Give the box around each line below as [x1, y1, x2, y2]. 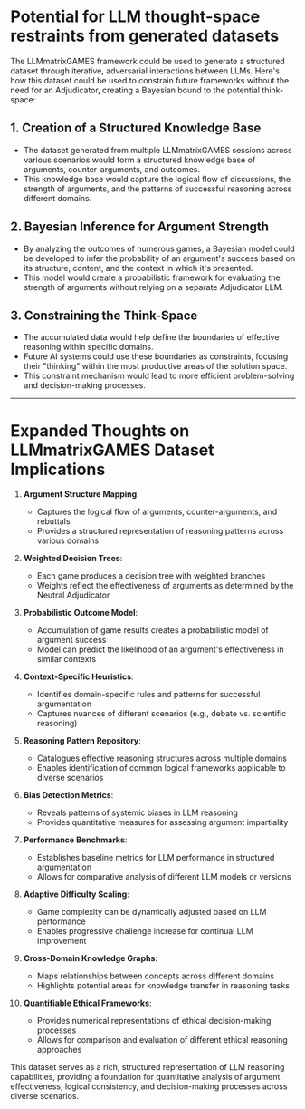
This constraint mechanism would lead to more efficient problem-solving [23, 370, 295, 382]
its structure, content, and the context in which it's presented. [23, 262, 253, 273]
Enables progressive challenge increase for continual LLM [36, 926, 253, 937]
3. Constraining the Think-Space [10, 307, 198, 323]
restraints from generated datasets [10, 25, 280, 46]
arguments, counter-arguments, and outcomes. [23, 163, 201, 174]
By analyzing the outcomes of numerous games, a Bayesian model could [23, 243, 295, 254]
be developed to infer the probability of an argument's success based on [23, 252, 296, 264]
